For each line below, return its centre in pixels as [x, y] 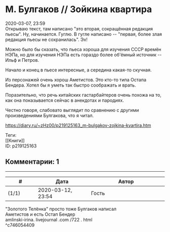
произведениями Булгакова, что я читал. [50, 115]
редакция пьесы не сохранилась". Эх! [46, 40]
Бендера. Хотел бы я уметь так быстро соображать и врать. [71, 85]
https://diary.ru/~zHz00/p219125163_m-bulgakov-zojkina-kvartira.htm [78, 125]
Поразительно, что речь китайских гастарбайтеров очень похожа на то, [83, 95]
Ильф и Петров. [22, 60]
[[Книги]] [15, 140]
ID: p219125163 [21, 146]
